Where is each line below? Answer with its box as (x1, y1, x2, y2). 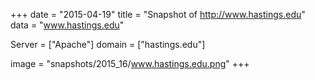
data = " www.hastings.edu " (10, 19, 125, 31)
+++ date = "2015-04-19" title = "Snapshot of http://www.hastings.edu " (10, 9, 306, 20)
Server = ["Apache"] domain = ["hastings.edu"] (10, 39, 206, 50)
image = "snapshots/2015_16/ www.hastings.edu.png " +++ (10, 58, 250, 69)
